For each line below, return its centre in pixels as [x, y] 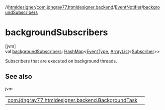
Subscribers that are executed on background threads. [61, 61]
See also [19, 77]
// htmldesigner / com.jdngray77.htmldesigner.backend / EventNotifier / [74, 7]
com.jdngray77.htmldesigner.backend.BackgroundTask [73, 100]
